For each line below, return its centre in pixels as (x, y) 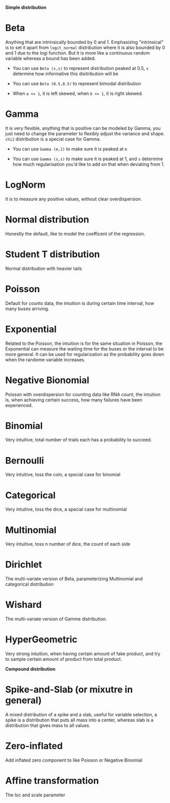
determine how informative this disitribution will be (65, 73)
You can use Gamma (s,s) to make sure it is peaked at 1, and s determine (88, 159)
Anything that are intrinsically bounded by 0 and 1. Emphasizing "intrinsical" (84, 42)
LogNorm (25, 185)
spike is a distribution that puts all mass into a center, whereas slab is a (79, 720)
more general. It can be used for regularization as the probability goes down (85, 354)
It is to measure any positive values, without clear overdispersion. (74, 199)
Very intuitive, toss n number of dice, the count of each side (68, 544)
